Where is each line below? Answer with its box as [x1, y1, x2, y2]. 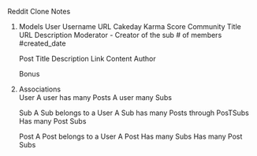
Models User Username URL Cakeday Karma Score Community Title [18, 22, 241, 31]
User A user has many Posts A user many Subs [18, 93, 173, 102]
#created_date [18, 39, 66, 48]
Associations [18, 84, 61, 94]
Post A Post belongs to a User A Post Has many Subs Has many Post [18, 132, 243, 141]
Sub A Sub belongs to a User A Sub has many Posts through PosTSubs [18, 108, 249, 117]
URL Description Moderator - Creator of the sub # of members [18, 31, 222, 39]
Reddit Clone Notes [7, 7, 71, 16]
